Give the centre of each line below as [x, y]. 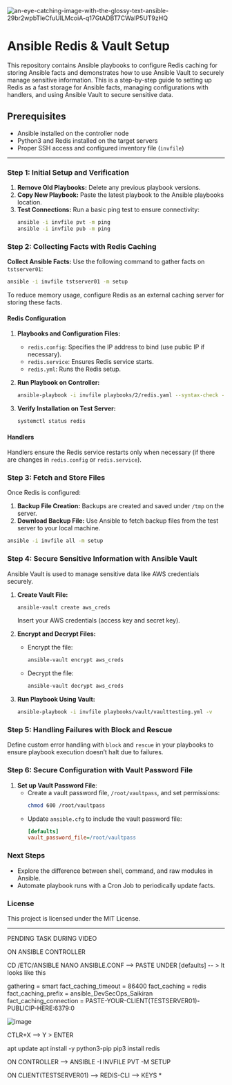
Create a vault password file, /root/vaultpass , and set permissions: [124, 792]
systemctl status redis [51, 422]
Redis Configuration [37, 318]
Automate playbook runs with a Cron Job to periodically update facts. [116, 885]
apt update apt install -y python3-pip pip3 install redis [84, 1048]
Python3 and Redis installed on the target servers [87, 140]
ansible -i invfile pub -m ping [64, 229]
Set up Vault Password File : [57, 785]
